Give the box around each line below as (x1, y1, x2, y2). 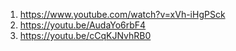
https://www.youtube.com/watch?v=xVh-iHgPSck (19, 9, 226, 20)
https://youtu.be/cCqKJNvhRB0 (19, 30, 152, 41)
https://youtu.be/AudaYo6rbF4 (19, 19, 147, 31)
